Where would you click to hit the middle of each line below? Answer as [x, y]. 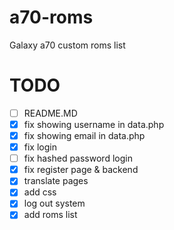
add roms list [50, 215]
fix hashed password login [78, 158]
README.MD [50, 113]
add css [40, 192]
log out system [54, 203]
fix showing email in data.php [84, 135]
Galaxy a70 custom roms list [67, 45]
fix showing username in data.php [94, 124]
